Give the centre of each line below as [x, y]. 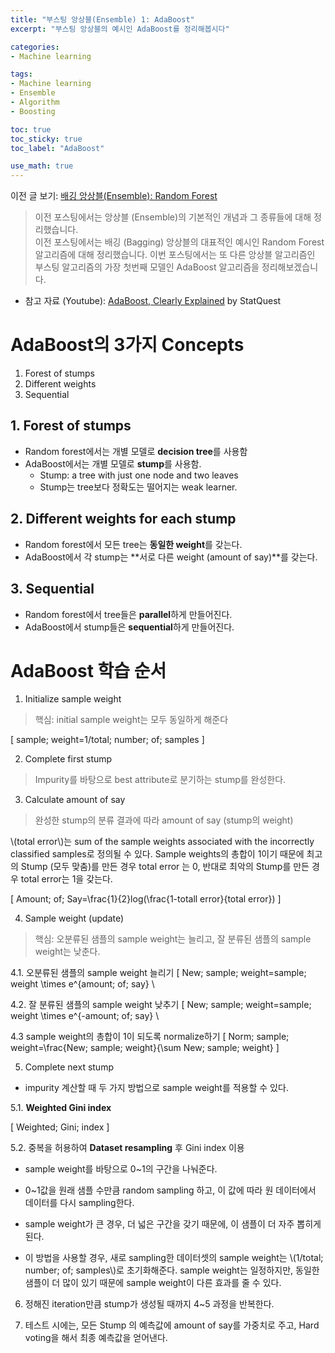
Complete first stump [68, 759]
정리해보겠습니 [290, 267]
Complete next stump [69, 1067]
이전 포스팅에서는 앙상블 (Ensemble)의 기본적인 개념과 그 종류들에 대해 [173, 217]
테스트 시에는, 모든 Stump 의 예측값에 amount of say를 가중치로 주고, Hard [172, 1325]
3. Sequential [52, 589]
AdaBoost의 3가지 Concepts [127, 345]
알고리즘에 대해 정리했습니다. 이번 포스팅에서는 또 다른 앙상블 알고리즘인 [175, 255]
